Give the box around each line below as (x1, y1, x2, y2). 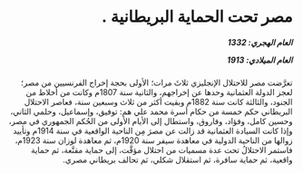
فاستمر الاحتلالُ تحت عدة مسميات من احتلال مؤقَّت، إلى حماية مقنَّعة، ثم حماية (30, 145, 293, 156)
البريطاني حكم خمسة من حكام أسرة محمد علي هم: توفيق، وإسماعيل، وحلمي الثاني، (10, 106, 293, 117)
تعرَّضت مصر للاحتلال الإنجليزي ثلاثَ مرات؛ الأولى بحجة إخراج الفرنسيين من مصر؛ (21, 77, 293, 88)
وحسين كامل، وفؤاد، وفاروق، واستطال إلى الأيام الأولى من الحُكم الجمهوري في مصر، (8, 116, 293, 127)
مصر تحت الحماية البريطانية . (101, 6, 293, 27)
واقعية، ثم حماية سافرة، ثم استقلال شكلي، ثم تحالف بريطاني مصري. (63, 154, 293, 165)
